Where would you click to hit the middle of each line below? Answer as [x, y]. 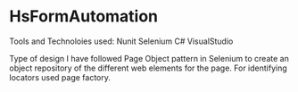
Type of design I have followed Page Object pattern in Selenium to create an [149, 58]
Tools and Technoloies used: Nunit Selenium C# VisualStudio [121, 41]
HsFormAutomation [84, 17]
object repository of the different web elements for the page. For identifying [148, 68]
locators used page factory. [60, 77]
